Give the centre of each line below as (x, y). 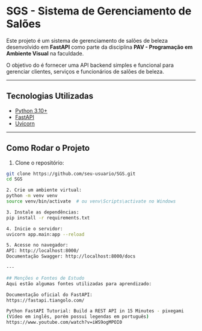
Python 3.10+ (31, 110)
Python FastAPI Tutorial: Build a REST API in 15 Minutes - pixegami (95, 311)
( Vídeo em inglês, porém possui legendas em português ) (78, 317)
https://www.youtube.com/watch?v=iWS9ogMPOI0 (64, 323)
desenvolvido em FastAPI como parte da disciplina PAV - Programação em (99, 47)
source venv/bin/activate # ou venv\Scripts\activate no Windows (91, 201)
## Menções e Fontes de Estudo (45, 278)
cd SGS (14, 179)
